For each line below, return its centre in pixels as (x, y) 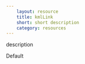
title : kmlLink (35, 17)
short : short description (48, 22)
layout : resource (38, 11)
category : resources (41, 28)
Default (15, 56)
